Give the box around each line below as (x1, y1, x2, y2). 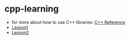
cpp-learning (4, 3, 59, 14)
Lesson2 (11, 29, 29, 35)
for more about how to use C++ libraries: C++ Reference (11, 19, 125, 25)
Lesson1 (11, 24, 28, 30)
